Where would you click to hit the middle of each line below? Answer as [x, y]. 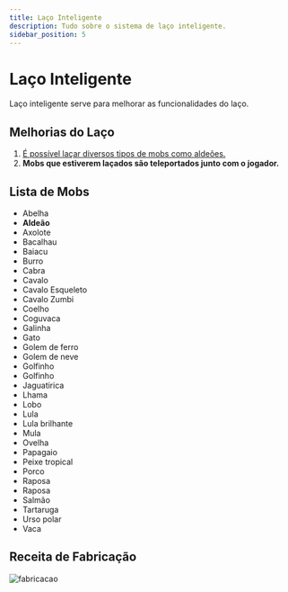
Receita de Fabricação [73, 557]
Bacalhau [39, 242]
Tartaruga [40, 509]
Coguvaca [41, 318]
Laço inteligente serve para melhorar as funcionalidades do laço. [129, 103]
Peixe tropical [48, 462]
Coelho [35, 309]
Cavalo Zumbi [48, 299]
